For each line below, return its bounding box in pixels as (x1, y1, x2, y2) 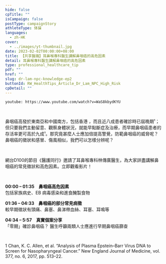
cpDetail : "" (5, 85, 32, 91)
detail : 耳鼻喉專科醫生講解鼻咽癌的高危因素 (5, 58, 86, 63)
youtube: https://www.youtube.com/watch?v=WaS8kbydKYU (5, 99, 121, 104)
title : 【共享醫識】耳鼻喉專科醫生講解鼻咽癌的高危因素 (5, 53, 106, 59)
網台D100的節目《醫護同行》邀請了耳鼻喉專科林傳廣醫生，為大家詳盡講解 (5, 157, 155, 163)
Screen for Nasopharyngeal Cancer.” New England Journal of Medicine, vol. (5, 248, 161, 254)
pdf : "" (5, 67, 21, 72)
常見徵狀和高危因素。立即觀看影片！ (18, 163, 92, 169)
